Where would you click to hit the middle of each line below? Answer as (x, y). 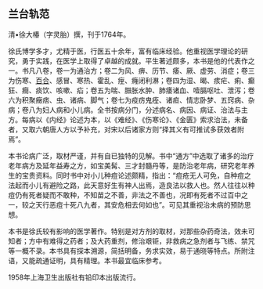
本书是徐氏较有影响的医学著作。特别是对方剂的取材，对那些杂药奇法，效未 (128, 231)
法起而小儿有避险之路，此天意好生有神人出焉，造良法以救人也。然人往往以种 (131, 185)
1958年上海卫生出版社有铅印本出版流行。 (74, 277)
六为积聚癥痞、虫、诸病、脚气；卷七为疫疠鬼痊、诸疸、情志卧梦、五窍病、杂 (131, 99)
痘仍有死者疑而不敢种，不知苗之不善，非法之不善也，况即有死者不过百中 (124, 195)
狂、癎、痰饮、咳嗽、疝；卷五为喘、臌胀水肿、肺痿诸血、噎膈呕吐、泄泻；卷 (131, 90)
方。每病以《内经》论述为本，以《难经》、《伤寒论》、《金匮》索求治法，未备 (128, 119)
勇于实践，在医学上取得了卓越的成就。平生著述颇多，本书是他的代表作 (135, 60)
